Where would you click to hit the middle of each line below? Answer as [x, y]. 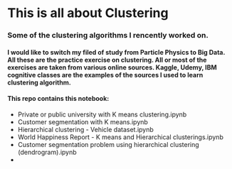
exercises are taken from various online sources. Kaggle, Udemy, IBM [112, 67]
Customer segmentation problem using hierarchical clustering [108, 144]
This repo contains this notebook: [58, 99]
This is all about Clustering [88, 13]
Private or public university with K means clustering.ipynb [102, 114]
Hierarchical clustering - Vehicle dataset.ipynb [86, 129]
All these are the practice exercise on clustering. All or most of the [107, 60]
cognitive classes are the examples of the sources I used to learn [105, 75]
